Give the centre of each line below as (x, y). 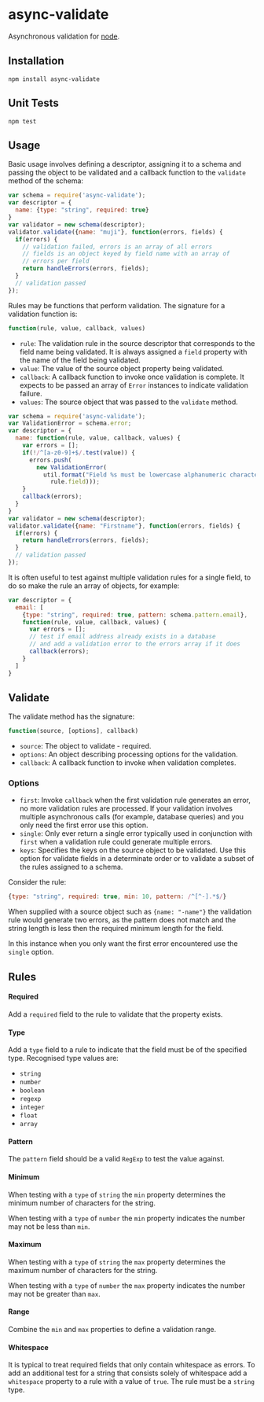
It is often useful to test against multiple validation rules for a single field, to (130, 577)
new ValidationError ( (72, 467)
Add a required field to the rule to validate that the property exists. (115, 1014)
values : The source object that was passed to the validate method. (128, 402)
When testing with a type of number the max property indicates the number (127, 1285)
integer (32, 1108)
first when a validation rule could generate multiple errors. (116, 842)
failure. (31, 393)
